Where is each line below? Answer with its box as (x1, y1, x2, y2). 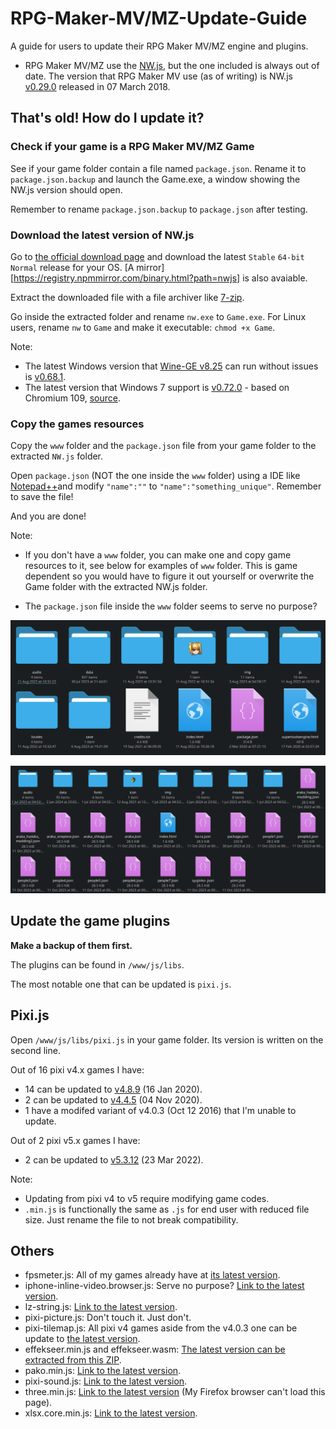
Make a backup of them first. (10, 939, 133, 951)
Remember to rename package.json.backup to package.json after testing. (10, 203, 308, 215)
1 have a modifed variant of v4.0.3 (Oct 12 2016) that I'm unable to (24, 1104, 297, 1116)
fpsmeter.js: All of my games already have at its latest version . (24, 1269, 281, 1281)
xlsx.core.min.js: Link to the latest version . (24, 1407, 198, 1419)
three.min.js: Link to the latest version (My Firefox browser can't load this (24, 1386, 326, 1398)
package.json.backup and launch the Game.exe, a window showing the (10, 173, 301, 185)
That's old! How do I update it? (10, 110, 205, 127)
